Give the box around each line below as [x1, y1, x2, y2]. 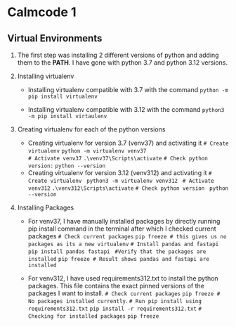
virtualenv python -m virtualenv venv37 [27, 148, 147, 155]
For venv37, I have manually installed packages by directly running [27, 217, 221, 225]
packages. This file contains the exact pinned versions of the [27, 282, 205, 290]
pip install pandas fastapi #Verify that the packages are [27, 248, 206, 255]
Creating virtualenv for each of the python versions [17, 125, 166, 134]
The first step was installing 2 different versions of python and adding [17, 51, 219, 59]
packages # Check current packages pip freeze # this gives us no [27, 232, 227, 240]
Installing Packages [17, 203, 74, 212]
